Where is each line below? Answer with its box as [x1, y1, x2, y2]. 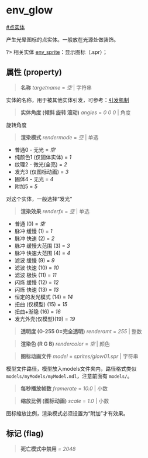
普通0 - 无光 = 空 [14, 146, 56, 153]
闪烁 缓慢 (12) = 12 [14, 279, 59, 286]
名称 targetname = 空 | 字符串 [20, 84, 92, 91]
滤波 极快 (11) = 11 [14, 271, 57, 278]
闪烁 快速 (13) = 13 [14, 286, 59, 293]
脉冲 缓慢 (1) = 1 [14, 227, 53, 234]
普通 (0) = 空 [14, 220, 45, 227]
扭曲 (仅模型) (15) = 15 [14, 300, 68, 307]
